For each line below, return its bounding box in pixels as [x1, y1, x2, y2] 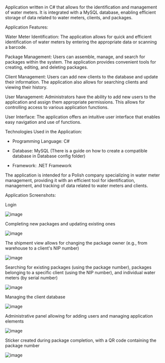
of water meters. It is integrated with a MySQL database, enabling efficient [5, 9, 156, 15]
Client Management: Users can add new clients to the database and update [5, 74, 159, 79]
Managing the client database [5, 294, 66, 300]
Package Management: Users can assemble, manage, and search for [5, 54, 145, 60]
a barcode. [5, 44, 27, 50]
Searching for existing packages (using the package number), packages [5, 264, 152, 270]
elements [5, 318, 24, 324]
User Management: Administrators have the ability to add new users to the [5, 94, 156, 100]
